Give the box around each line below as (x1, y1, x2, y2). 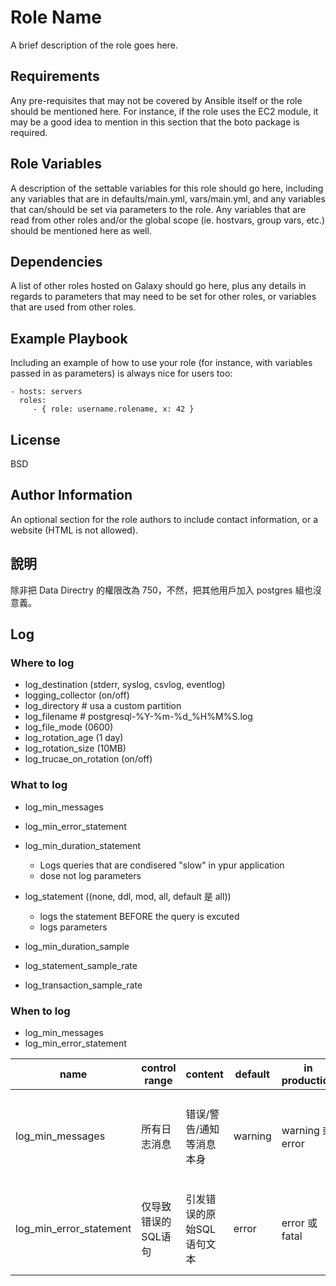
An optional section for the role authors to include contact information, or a (10, 513, 319, 525)
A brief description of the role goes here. (10, 39, 178, 51)
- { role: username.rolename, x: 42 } (32, 404, 195, 415)
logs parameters (39, 921, 108, 933)
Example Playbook (10, 330, 128, 347)
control (141, 1061, 177, 1075)
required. (10, 126, 48, 138)
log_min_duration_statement (24, 839, 142, 851)
